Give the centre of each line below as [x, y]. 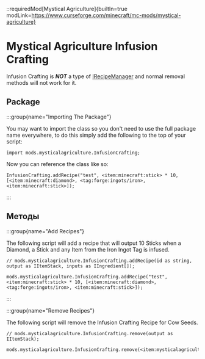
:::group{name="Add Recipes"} [45, 231]
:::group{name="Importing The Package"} [59, 117]
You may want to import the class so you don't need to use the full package [101, 128]
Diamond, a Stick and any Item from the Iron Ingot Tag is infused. [88, 249]
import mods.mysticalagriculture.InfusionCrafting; [73, 153]
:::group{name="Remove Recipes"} [51, 310]
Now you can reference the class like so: [57, 164]
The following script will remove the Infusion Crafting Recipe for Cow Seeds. [102, 322]
